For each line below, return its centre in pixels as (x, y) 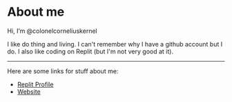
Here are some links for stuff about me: (63, 71)
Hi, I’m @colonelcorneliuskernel (52, 31)
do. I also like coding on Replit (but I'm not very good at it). (90, 51)
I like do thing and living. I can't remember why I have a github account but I (115, 44)
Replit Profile (35, 84)
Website (29, 91)
